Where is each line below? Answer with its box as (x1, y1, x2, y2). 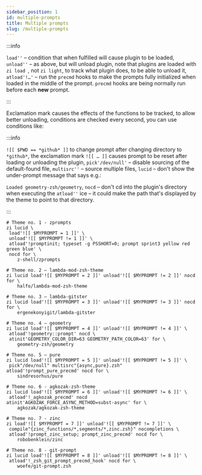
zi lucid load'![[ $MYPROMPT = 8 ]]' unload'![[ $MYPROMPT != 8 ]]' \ (6, 453, 188, 459)
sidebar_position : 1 (6, 8, 58, 15)
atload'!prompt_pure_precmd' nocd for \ (6, 368, 110, 374)
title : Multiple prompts (6, 20, 69, 26)
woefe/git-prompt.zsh (17, 464, 71, 470)
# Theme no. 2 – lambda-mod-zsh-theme (6, 267, 104, 274)
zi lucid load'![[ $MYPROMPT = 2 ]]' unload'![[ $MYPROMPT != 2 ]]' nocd (6, 273, 196, 279)
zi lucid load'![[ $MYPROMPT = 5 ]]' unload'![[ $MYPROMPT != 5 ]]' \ (6, 358, 188, 364)
